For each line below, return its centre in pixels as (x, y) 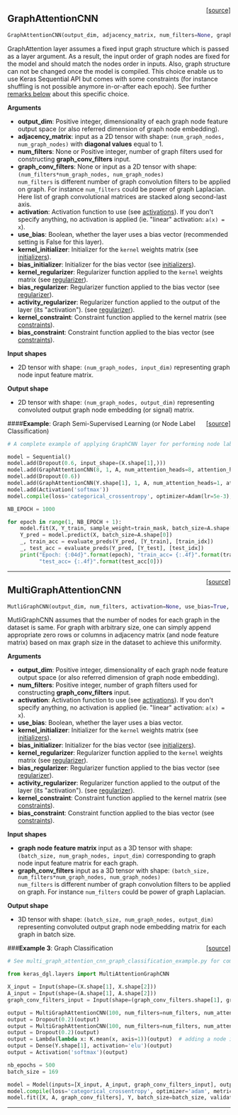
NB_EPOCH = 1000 (31, 509)
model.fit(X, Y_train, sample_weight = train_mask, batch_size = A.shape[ (126, 528)
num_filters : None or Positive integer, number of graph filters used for (120, 151)
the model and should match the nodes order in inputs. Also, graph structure (119, 64)
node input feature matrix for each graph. (78, 863)
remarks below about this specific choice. (68, 94)
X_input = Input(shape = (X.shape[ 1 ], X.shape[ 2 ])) (82, 987)
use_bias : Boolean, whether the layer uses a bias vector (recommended (123, 234)
